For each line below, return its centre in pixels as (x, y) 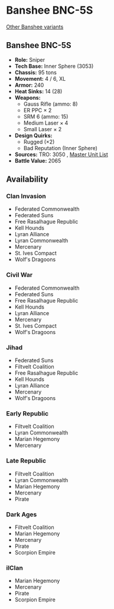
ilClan (15, 567)
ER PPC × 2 (38, 110)
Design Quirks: (33, 135)
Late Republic (26, 461)
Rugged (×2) (39, 142)
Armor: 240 (29, 85)
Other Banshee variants (35, 27)
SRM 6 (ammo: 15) (46, 116)
